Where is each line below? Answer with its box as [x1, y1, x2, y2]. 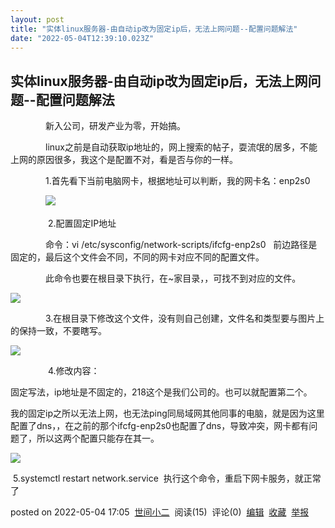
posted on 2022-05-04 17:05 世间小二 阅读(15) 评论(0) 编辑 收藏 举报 [10, 506, 310, 518]
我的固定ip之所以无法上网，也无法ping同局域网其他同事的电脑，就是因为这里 [10, 407, 325, 420]
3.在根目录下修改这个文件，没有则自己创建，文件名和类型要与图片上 [44, 312, 325, 325]
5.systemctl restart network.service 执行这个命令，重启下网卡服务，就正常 [12, 472, 322, 485]
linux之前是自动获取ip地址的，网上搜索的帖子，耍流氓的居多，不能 [44, 141, 318, 153]
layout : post [10, 14, 65, 25]
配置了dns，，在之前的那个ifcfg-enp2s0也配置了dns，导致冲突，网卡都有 [10, 420, 310, 432]
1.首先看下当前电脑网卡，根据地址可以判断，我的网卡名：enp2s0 [44, 175, 311, 187]
